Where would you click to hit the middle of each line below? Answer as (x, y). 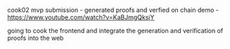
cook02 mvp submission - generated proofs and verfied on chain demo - (113, 10)
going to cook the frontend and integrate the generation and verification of (115, 31)
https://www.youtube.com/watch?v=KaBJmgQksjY (81, 17)
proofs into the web (36, 38)
